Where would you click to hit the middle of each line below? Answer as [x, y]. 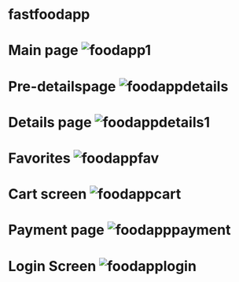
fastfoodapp [49, 15]
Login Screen [52, 266]
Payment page [56, 230]
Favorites [39, 158]
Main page [43, 51]
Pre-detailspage [62, 86]
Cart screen [48, 194]
